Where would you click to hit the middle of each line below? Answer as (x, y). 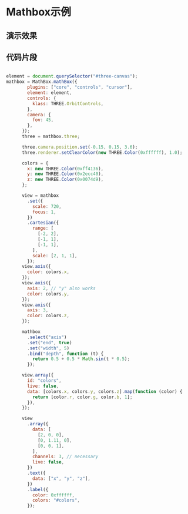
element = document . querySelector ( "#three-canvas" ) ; (72, 76)
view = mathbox (40, 196)
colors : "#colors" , (56, 500)
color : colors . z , (48, 316)
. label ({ (38, 489)
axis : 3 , (38, 310)
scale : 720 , (47, 206)
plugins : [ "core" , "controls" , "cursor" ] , (80, 88)
